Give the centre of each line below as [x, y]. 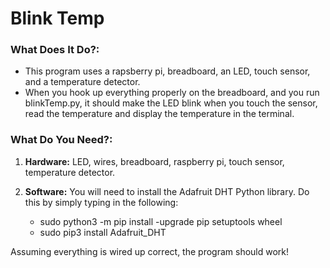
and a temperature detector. [82, 82]
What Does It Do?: [55, 50]
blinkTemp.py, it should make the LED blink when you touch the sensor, [171, 103]
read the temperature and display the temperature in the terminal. [159, 114]
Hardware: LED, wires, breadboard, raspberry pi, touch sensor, [154, 161]
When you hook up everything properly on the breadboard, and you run [172, 93]
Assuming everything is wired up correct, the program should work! [150, 251]
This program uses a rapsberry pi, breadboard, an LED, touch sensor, [167, 71]
